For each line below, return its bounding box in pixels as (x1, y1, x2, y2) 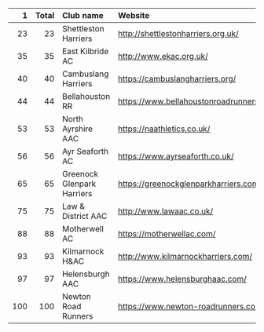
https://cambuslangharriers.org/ (117, 74, 236, 84)
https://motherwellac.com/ (117, 228, 216, 239)
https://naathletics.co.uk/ (117, 123, 211, 134)
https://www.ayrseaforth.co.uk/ (117, 151, 234, 162)
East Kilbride (61, 46, 109, 57)
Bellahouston (61, 91, 111, 101)
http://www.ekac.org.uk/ (117, 51, 208, 61)
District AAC (61, 211, 108, 221)
